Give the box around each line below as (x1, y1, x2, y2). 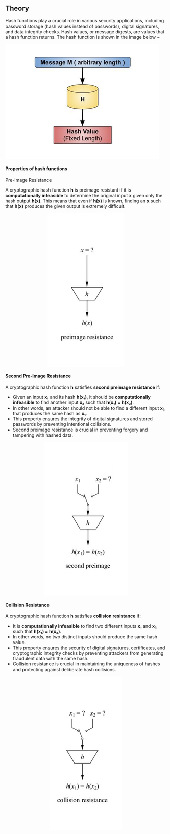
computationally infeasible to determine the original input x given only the (5, 193, 163, 199)
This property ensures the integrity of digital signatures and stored (12, 416, 153, 422)
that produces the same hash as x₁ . (12, 411, 87, 417)
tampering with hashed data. (12, 432, 73, 438)
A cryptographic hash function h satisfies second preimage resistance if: (5, 384, 161, 390)
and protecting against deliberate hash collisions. (12, 666, 116, 673)
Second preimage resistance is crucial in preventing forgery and (12, 426, 148, 433)
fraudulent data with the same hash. (12, 656, 89, 662)
